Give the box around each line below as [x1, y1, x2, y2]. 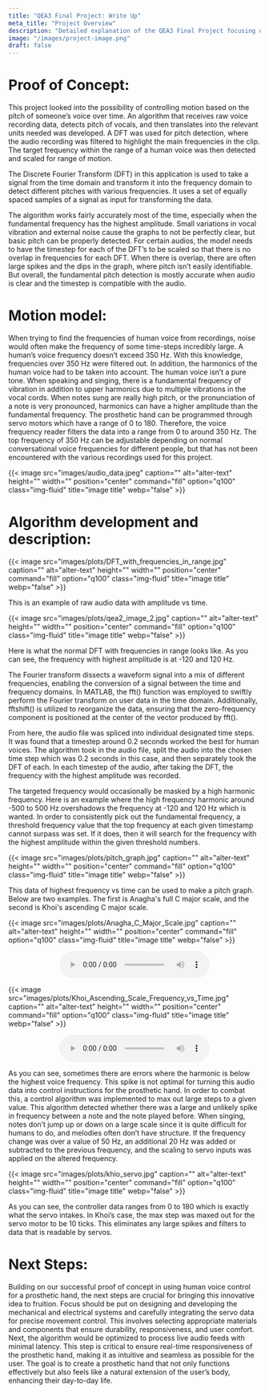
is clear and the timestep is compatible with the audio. [8, 278, 187, 289]
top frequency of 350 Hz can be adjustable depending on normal [8, 435, 223, 445]
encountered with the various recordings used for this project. [8, 452, 213, 462]
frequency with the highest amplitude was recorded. [8, 771, 182, 780]
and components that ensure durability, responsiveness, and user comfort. [8, 1324, 255, 1334]
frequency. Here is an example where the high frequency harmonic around [8, 795, 255, 804]
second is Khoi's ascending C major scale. [8, 902, 149, 912]
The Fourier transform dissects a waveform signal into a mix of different [8, 670, 245, 679]
